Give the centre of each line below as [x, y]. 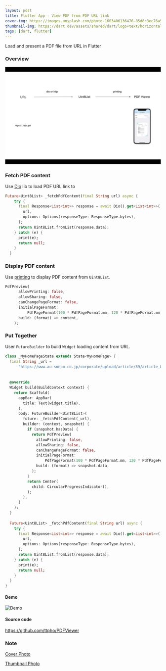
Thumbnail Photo [22, 664]
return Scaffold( [32, 393]
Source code [19, 619]
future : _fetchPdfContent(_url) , [57, 419]
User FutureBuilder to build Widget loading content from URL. [68, 346]
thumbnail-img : [21, 26]
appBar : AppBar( [35, 398]
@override [20, 383]
